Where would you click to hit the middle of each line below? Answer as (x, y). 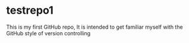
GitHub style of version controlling (48, 33)
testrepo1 (30, 10)
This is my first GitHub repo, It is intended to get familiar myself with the (95, 27)
